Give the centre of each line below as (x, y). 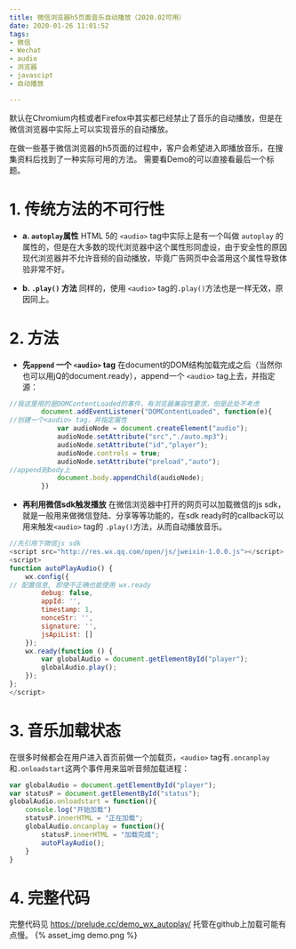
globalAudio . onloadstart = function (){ (83, 801)
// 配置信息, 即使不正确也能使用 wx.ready (80, 585)
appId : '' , (61, 601)
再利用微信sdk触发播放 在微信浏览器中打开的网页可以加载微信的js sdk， (154, 504)
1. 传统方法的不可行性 (87, 209)
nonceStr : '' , (67, 618)
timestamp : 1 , (67, 610)
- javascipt (31, 76)
